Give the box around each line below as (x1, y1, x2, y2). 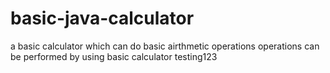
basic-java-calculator (10, 7, 195, 30)
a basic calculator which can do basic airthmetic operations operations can (10, 40, 320, 52)
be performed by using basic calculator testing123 (10, 50, 218, 62)
